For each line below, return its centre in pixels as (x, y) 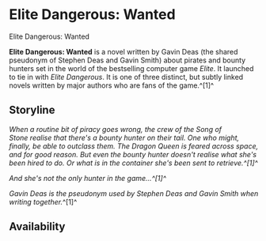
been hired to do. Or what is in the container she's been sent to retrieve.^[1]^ (133, 163)
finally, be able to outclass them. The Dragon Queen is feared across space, (134, 146)
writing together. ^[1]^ (43, 201)
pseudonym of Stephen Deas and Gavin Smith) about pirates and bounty (127, 60)
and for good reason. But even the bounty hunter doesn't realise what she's (133, 154)
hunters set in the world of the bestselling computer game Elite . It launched (131, 68)
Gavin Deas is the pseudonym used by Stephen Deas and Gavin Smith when (134, 193)
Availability (37, 227)
